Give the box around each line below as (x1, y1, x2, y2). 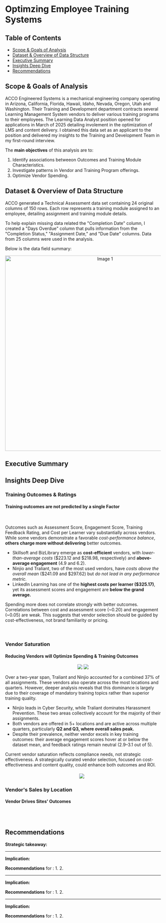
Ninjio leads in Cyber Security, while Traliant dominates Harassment (12, 705, 151, 711)
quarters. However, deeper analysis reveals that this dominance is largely (5, 685, 154, 691)
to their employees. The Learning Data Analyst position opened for (5, 116, 141, 122)
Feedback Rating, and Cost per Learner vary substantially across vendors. (5, 529, 157, 536)
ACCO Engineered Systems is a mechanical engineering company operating (5, 95, 160, 101)
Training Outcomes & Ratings (5, 491, 77, 498)
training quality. (5, 695, 37, 702)
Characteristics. (12, 162, 45, 168)
